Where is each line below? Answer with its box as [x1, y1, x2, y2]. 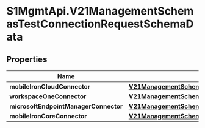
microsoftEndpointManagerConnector [9, 102, 123, 110]
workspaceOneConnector [9, 92, 87, 101]
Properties [6, 54, 48, 64]
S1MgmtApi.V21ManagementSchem [6, 4, 194, 18]
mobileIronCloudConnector [9, 83, 90, 90]
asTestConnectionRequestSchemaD [6, 17, 194, 31]
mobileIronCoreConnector [9, 112, 87, 120]
